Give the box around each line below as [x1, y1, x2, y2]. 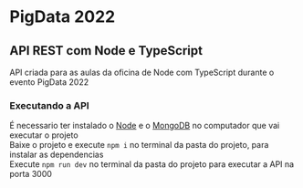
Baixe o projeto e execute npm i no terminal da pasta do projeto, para [9, 140, 269, 151]
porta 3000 [9, 169, 53, 180]
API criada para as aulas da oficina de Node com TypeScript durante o [9, 67, 275, 78]
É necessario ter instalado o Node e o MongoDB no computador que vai [9, 120, 280, 131]
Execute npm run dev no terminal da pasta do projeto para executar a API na [9, 159, 295, 170]
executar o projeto [9, 130, 79, 141]
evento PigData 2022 [9, 77, 89, 88]
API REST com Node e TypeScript [9, 43, 204, 58]
